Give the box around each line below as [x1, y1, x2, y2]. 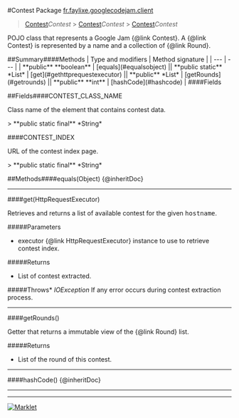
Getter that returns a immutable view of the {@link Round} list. [7, 327, 190, 336]
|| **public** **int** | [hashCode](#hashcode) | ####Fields [47, 78, 222, 86]
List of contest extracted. [17, 272, 92, 280]
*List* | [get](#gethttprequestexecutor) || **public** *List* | [7, 71, 184, 78]
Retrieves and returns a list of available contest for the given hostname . [7, 209, 218, 217]
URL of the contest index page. [7, 147, 98, 156]
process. [7, 293, 33, 302]
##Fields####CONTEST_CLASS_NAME [7, 92, 123, 100]
